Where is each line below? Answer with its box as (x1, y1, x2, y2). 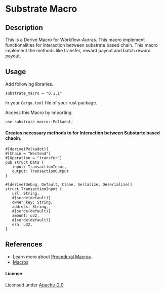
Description (5, 23, 43, 32)
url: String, (12, 191, 39, 196)
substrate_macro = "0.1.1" (5, 91, 62, 96)
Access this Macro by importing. (5, 109, 73, 116)
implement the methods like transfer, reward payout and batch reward (5, 48, 151, 53)
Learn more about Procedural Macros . (12, 253, 94, 260)
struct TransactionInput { (5, 187, 62, 192)
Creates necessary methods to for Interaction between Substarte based (5, 130, 160, 136)
